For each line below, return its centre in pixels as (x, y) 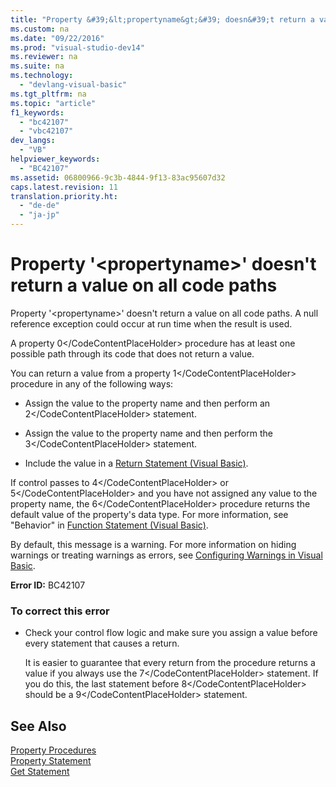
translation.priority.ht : (64, 196)
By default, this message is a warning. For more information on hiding (153, 544)
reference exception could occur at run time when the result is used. (151, 323)
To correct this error (60, 611)
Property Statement (51, 761)
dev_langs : (33, 141)
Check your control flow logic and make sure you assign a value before (171, 633)
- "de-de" (39, 206)
